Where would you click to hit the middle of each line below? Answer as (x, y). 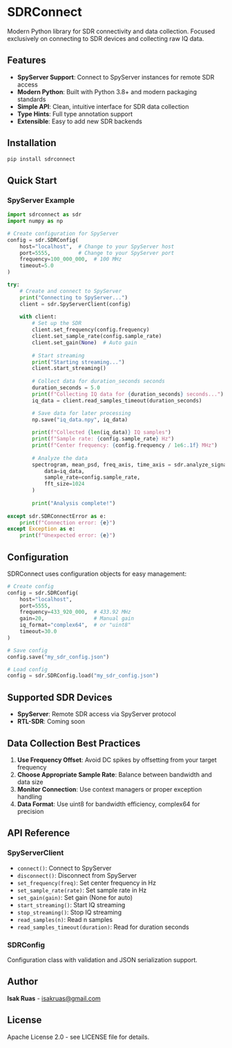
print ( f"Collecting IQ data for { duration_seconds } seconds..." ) (128, 394)
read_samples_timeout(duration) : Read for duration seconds (103, 927)
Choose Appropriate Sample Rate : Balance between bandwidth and (115, 774)
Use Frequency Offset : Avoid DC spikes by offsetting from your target (117, 760)
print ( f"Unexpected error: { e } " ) (68, 535)
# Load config (28, 669)
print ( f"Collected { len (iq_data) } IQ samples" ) (101, 433)
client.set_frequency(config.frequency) (91, 330)
